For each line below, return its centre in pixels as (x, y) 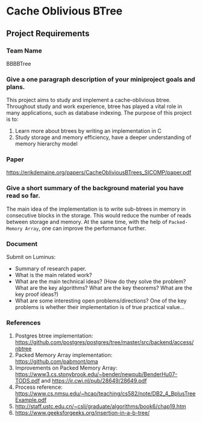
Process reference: (39, 387)
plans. (16, 87)
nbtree (23, 349)
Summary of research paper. (50, 269)
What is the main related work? (53, 275)
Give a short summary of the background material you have (95, 188)
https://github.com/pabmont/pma (56, 362)
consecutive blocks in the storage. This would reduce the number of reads (99, 215)
